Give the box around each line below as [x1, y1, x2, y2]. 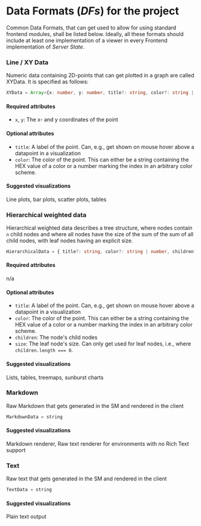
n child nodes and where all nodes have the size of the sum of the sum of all [6, 231, 194, 238]
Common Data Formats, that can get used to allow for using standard [6, 24, 176, 31]
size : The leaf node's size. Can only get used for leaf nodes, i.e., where [14, 340, 191, 347]
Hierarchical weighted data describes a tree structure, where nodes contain [6, 224, 193, 232]
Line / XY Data [6, 58, 49, 67]
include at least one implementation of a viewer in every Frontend [6, 37, 167, 44]
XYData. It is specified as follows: [6, 78, 89, 85]
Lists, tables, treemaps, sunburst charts [6, 374, 103, 381]
